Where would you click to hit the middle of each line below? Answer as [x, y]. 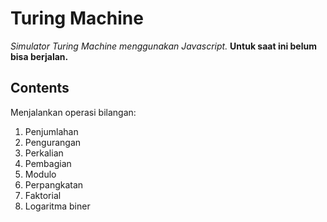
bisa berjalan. [39, 56]
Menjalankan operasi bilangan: [73, 112]
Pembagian [48, 163]
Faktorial [43, 195]
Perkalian [44, 153]
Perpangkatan [54, 184]
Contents [40, 88]
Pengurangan [53, 142]
